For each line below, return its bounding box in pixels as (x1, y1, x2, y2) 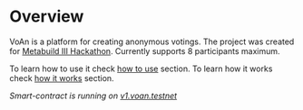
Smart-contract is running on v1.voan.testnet (9, 90, 178, 101)
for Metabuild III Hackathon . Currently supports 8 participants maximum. (9, 45, 280, 56)
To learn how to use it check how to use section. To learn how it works (9, 63, 273, 74)
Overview (9, 6, 84, 27)
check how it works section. (9, 72, 115, 83)
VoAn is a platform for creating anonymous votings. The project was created (9, 36, 295, 47)
